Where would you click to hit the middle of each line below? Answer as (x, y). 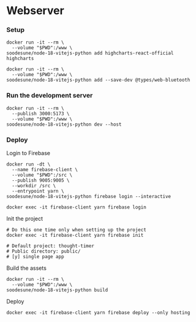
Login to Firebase (28, 153)
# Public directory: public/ (43, 251)
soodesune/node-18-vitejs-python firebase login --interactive (89, 197)
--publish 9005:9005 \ (41, 181)
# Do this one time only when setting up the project (77, 230)
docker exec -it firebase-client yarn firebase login (77, 207)
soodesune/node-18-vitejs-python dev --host (64, 124)
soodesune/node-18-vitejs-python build (57, 290)
